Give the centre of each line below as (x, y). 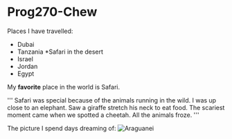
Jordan (27, 66)
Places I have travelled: (40, 31)
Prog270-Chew (52, 12)
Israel (25, 58)
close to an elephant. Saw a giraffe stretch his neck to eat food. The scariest (116, 107)
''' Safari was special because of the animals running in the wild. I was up (112, 100)
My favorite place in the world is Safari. (63, 87)
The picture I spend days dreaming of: (62, 128)
